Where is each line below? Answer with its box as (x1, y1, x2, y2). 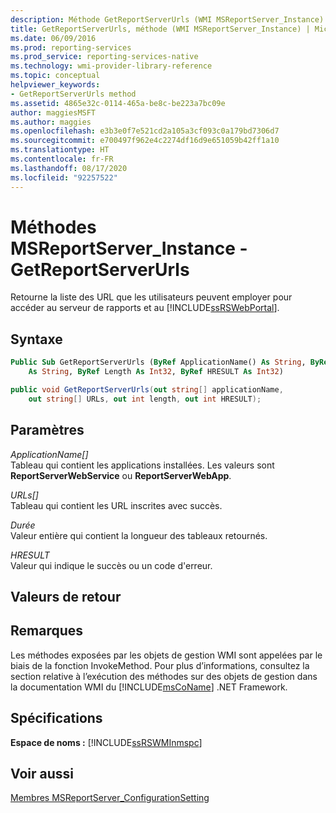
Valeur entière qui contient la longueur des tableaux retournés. (10, 529, 268, 541)
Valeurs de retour (10, 588, 122, 605)
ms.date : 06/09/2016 (10, 33, 97, 43)
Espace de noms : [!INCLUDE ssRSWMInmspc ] (10, 736, 203, 748)
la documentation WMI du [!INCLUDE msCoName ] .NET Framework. (10, 681, 288, 693)
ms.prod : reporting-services (10, 42, 132, 53)
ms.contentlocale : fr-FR (10, 154, 114, 164)
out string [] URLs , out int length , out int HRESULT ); (28, 394, 262, 404)
